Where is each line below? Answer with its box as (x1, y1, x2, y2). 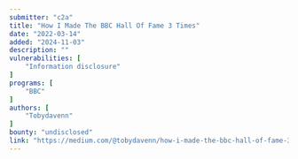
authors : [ (9, 103, 50, 112)
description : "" (9, 46, 69, 55)
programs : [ (9, 79, 53, 87)
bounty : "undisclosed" (9, 128, 93, 137)
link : (9, 136, 29, 145)
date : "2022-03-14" (9, 29, 82, 38)
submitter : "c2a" (9, 12, 74, 22)
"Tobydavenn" (25, 111, 74, 120)
